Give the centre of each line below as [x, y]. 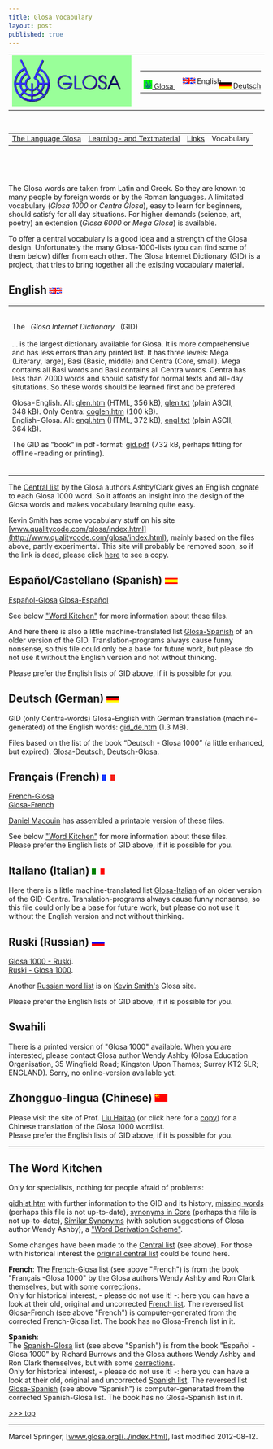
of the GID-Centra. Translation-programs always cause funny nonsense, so [134, 899]
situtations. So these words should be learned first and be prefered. [124, 387]
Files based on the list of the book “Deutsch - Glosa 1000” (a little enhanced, [136, 742]
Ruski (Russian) [49, 942]
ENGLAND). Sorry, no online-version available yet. [93, 1073]
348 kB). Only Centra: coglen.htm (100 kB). [85, 411]
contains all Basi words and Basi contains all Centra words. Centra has [129, 370]
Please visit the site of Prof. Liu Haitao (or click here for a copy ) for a [123, 1117]
